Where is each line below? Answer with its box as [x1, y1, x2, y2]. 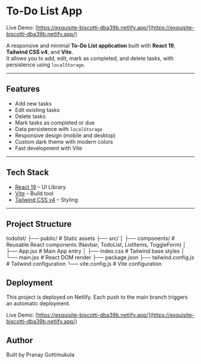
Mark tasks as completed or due [14, 119, 95, 126]
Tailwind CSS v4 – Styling [14, 196, 78, 203]
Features [6, 84, 40, 94]
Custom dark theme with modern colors [14, 138, 114, 145]
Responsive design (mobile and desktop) [14, 132, 116, 139]
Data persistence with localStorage [14, 125, 103, 132]
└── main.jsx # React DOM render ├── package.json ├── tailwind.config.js [6, 254, 194, 261]
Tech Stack [6, 168, 49, 178]
